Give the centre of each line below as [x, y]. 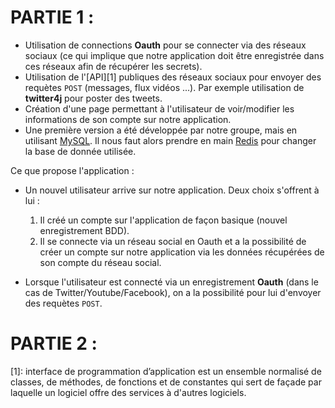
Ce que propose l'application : [72, 170]
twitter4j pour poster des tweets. [93, 98]
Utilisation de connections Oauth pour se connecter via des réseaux [165, 45]
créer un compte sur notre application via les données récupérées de [182, 252]
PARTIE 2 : [54, 343]
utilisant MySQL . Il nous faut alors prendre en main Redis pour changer [170, 140]
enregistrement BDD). [84, 230]
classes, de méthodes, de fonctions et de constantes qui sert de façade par [166, 382]
